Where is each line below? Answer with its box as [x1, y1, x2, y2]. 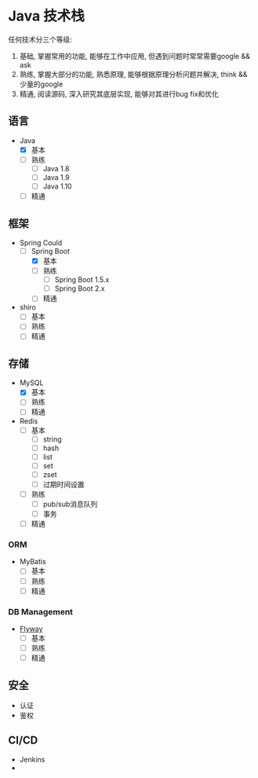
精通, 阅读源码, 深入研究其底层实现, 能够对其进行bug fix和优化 [19, 89, 220, 98]
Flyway [19, 624, 43, 633]
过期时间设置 [42, 479, 85, 489]
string [42, 434, 62, 444]
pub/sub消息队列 [42, 500, 98, 508]
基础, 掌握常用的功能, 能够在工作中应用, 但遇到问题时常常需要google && [19, 51, 251, 61]
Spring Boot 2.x [54, 284, 105, 293]
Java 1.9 [42, 172, 70, 182]
